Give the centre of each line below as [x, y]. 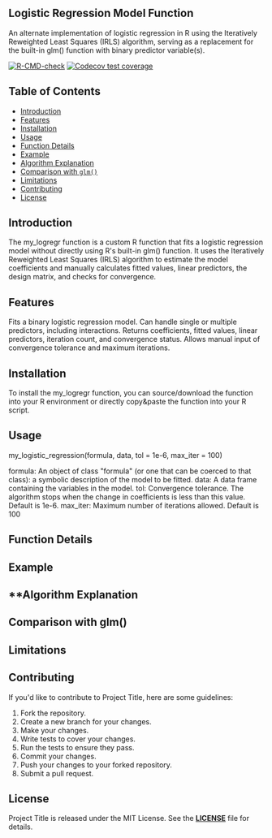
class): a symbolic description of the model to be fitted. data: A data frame [133, 479]
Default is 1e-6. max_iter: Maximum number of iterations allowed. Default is [134, 505]
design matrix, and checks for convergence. [82, 277]
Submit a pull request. [57, 773]
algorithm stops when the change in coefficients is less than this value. [127, 497]
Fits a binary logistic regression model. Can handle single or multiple [123, 322]
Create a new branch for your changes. [86, 721]
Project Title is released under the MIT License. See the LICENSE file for [129, 819]
